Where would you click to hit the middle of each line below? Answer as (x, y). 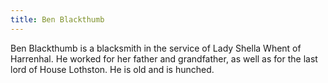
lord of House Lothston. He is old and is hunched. (112, 69)
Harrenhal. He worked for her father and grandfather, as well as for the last (164, 58)
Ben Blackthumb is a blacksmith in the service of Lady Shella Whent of (156, 48)
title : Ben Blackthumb (57, 19)
